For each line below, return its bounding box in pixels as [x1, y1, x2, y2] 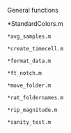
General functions [7, 6, 59, 14]
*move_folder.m [7, 82, 52, 89]
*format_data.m [7, 57, 52, 64]
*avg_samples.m [7, 33, 52, 40]
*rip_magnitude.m [7, 106, 58, 113]
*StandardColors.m [7, 20, 64, 27]
